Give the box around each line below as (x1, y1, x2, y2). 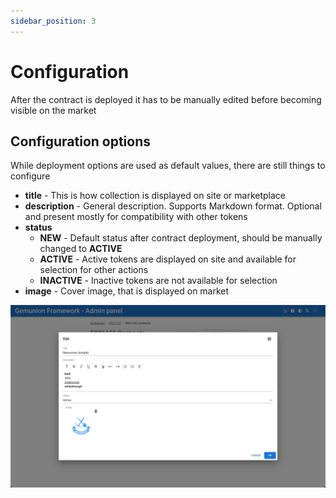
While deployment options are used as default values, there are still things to (10, 160, 326, 172)
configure (10, 170, 51, 182)
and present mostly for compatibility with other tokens (24, 211, 248, 223)
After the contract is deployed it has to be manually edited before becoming (10, 93, 322, 105)
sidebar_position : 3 (10, 16, 97, 26)
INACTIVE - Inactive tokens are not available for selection (39, 275, 278, 287)
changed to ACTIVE (39, 243, 123, 255)
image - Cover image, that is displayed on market (24, 285, 230, 297)
